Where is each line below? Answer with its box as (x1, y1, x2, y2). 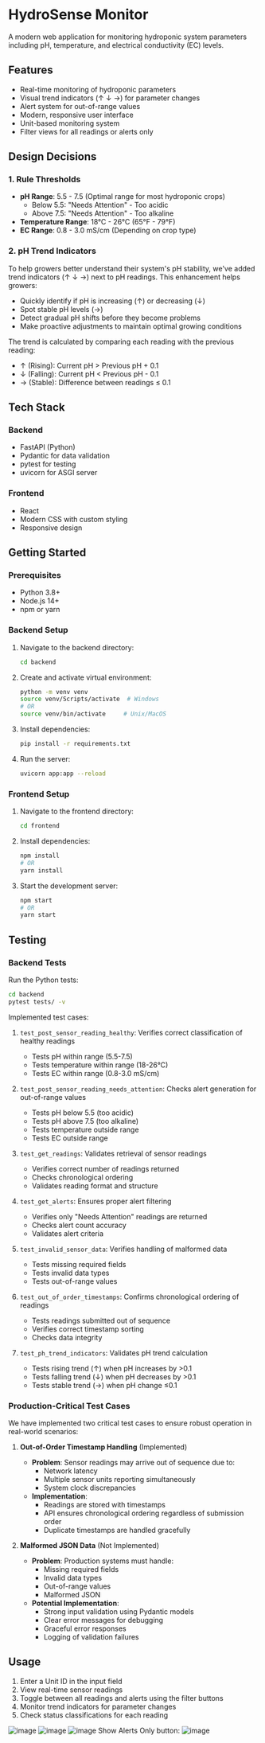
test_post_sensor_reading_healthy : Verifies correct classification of (19, 1027, 243, 1037)
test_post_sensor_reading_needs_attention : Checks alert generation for (19, 1084, 257, 1094)
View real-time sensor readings (19, 1685, 123, 1694)
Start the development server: (19, 881, 119, 891)
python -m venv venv (19, 688, 88, 696)
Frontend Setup (8, 788, 70, 799)
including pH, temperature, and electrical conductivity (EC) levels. (8, 40, 224, 49)
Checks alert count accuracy (31, 1220, 127, 1230)
